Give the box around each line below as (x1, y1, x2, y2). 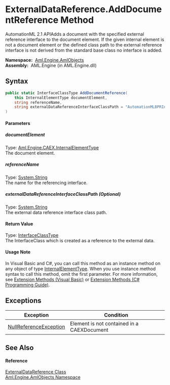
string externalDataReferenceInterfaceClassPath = (14, 105, 123, 110)
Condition (104, 311, 129, 318)
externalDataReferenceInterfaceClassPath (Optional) (5, 191, 121, 197)
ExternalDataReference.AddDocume (5, 4, 162, 15)
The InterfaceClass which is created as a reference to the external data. (5, 237, 155, 243)
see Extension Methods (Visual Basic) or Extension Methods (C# (5, 277, 140, 283)
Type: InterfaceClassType (5, 232, 59, 238)
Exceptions (5, 296, 41, 305)
